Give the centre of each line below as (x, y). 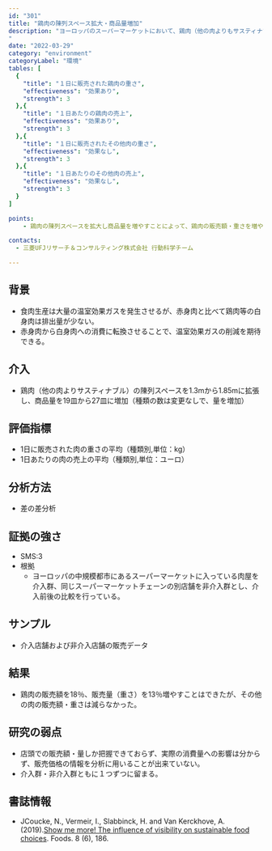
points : (21, 218)
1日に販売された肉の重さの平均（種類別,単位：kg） (105, 449)
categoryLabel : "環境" (45, 61)
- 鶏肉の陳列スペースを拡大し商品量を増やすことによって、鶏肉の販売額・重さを (137, 226)
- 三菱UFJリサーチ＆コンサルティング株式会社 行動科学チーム (105, 248)
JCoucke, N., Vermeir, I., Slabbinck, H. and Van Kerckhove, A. (122, 821)
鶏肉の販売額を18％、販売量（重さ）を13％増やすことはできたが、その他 (141, 694)
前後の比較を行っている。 (82, 596)
